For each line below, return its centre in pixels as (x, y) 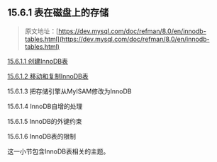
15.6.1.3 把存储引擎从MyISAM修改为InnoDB (69, 91)
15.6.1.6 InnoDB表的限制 (42, 136)
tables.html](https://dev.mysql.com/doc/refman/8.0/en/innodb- (117, 39)
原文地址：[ (41, 31)
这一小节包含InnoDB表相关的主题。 (59, 151)
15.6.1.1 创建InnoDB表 (38, 61)
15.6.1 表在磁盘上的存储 (58, 13)
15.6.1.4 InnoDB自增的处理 (45, 106)
